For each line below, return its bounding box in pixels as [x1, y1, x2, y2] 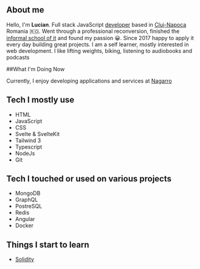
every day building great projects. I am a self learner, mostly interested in [6, 41, 190, 48]
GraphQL [15, 196, 38, 203]
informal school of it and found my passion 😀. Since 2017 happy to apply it [6, 34, 195, 41]
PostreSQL [15, 203, 43, 210]
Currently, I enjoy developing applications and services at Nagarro [6, 77, 172, 84]
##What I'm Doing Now [6, 65, 65, 72]
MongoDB [15, 189, 41, 197]
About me [6, 5, 44, 15]
